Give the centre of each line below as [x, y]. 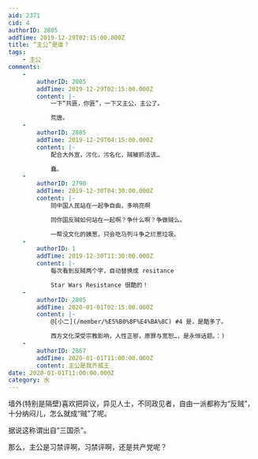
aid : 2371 [24, 15]
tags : [17, 52]
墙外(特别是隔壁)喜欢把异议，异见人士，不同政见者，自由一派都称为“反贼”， [131, 404]
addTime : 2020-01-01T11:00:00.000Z [95, 358]
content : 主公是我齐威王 [73, 365]
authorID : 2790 [62, 184]
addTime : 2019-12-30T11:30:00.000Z [95, 256]
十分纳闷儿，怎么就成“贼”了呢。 [60, 414]
